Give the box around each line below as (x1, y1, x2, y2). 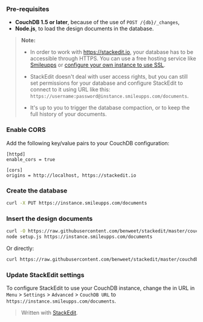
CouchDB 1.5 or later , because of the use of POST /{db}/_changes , (14, 19, 180, 26)
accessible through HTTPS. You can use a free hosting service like (30, 55, 196, 62)
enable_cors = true (6, 156, 56, 162)
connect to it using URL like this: (30, 86, 111, 93)
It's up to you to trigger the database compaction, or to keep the (30, 104, 190, 111)
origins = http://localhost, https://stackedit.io (6, 172, 137, 179)
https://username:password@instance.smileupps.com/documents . (30, 93, 189, 100)
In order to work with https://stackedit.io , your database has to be (30, 48, 193, 56)
